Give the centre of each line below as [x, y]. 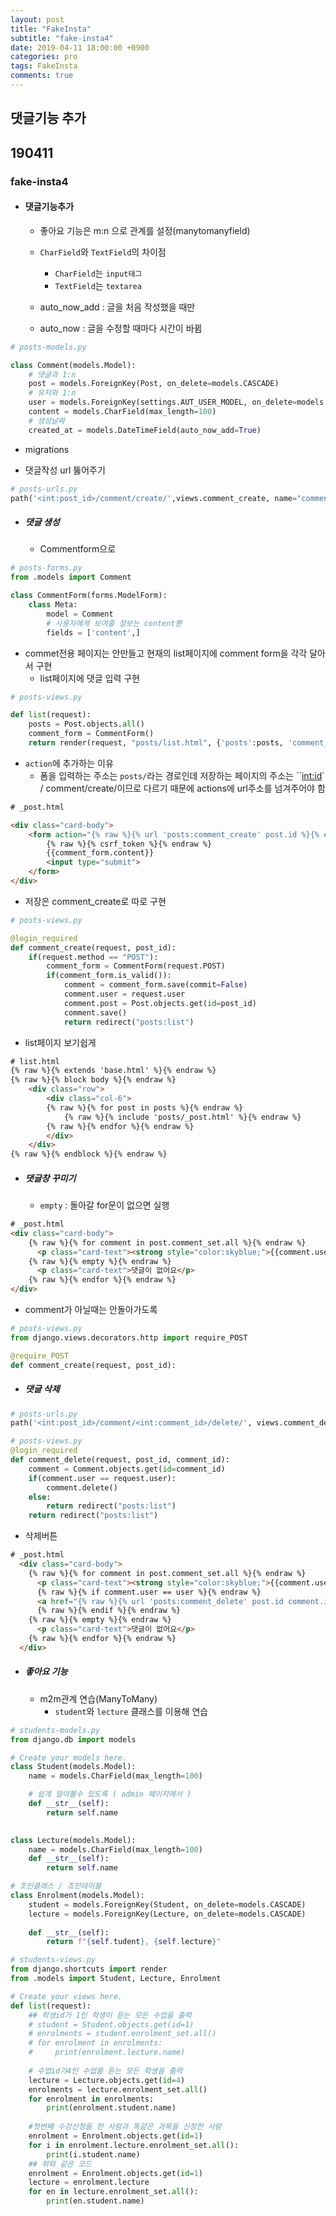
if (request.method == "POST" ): [93, 957]
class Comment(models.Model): [73, 365]
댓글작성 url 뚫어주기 [65, 470]
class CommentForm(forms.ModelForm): [89, 596]
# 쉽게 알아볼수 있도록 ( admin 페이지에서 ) [110, 1794]
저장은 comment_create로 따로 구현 [95, 901]
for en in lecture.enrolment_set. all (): [113, 2192]
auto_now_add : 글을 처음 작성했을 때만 [117, 307]
